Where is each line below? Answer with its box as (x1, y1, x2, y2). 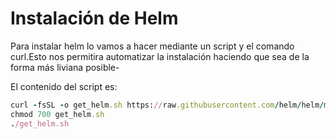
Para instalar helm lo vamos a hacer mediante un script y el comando (10, 40, 295, 52)
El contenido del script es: (10, 80, 118, 92)
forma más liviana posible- (10, 61, 120, 73)
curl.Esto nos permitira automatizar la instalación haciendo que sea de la (10, 50, 310, 62)
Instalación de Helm (10, 7, 179, 30)
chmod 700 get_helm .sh (10, 109, 105, 119)
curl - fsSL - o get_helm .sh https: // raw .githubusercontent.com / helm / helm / (10, 100, 325, 110)
